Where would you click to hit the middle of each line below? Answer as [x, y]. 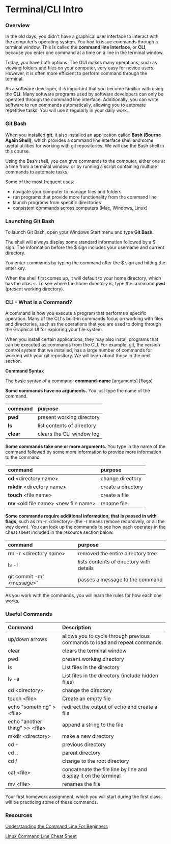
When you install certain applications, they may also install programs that [82, 339]
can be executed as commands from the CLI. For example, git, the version [83, 345]
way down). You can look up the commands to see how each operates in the [85, 527]
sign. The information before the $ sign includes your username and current [85, 247]
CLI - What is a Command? [39, 302]
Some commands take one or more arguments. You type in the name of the [85, 446]
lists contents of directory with [114, 562]
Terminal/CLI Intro [44, 9]
